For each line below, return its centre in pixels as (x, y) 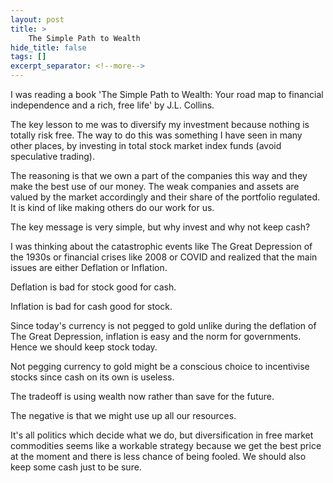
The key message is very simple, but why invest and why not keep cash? (160, 227)
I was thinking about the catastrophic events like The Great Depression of (161, 246)
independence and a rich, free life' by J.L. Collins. (112, 105)
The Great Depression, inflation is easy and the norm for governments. (156, 336)
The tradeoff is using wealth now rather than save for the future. (142, 396)
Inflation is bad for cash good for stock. (91, 306)
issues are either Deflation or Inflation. (89, 267)
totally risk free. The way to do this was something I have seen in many (156, 135)
